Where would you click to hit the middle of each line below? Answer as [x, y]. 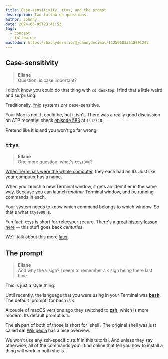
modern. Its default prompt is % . [38, 316]
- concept [20, 33]
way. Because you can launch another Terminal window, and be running [79, 192]
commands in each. [26, 197]
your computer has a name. [34, 177]
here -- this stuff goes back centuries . [45, 227]
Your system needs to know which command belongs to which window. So [82, 207]
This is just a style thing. [30, 285]
